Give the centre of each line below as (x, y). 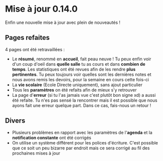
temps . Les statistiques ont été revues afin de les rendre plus (74, 69)
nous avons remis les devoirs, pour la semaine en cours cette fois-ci (81, 79)
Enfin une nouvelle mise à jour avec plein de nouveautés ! (63, 22)
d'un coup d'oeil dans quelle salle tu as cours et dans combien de (79, 64)
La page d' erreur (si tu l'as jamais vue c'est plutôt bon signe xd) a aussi (84, 95)
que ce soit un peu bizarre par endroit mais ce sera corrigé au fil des (81, 148)
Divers (15, 121)
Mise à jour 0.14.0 (41, 9)
